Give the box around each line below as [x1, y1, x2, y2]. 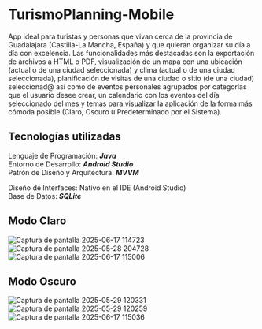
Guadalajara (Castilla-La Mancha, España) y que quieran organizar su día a [8, 39, 251, 49]
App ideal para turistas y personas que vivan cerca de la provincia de [8, 32, 234, 41]
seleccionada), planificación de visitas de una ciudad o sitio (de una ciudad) [8, 73, 254, 83]
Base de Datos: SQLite [8, 191, 82, 200]
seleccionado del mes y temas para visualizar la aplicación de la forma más [8, 99, 253, 108]
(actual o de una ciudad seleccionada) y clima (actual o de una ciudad [8, 65, 236, 74]
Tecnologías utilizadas [8, 130, 121, 144]
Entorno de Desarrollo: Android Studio [8, 159, 134, 169]
